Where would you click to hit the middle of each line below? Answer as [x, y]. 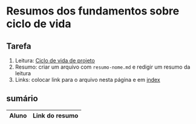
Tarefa [19, 46]
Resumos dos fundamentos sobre [93, 11]
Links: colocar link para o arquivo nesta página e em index [87, 80]
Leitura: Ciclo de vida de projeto [55, 60]
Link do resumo [56, 116]
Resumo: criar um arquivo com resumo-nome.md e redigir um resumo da [103, 67]
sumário [22, 98]
